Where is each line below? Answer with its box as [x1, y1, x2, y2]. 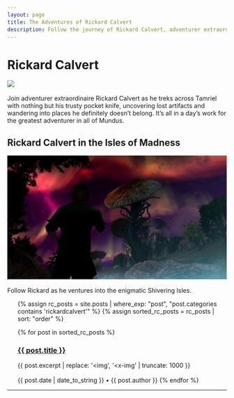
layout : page [7, 11, 45, 18]
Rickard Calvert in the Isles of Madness [7, 137, 181, 148]
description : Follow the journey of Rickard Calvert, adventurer [7, 26, 201, 33]
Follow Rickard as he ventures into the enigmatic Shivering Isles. [7, 286, 192, 294]
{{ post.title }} [17, 345, 66, 355]
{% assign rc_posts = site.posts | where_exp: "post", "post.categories [17, 300, 217, 308]
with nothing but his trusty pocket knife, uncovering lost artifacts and [7, 102, 205, 110]
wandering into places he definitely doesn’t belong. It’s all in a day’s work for [7, 109, 226, 118]
